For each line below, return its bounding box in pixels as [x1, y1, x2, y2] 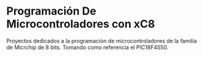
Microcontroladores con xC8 [6, 17, 155, 31]
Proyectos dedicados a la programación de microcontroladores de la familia [6, 37, 197, 44]
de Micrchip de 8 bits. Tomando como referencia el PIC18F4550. [6, 44, 169, 51]
